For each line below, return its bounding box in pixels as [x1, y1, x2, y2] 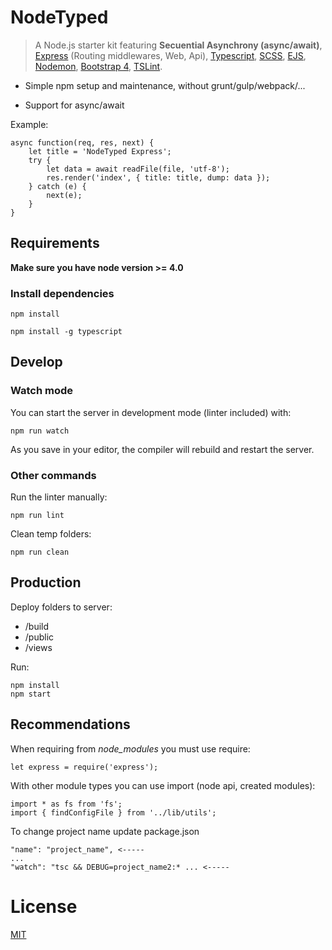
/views [24, 641, 53, 653]
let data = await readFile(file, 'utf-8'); [46, 164, 230, 174]
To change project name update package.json [10, 825, 200, 837]
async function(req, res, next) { [10, 137, 155, 148]
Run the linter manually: [10, 491, 108, 503]
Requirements [10, 235, 100, 252]
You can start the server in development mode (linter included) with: [10, 406, 292, 418]
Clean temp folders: [10, 528, 92, 540]
